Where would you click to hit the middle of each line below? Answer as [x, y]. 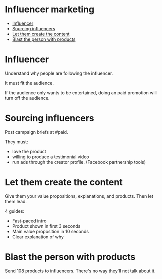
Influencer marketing [50, 9]
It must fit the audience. [29, 83]
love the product [29, 151]
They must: [17, 142]
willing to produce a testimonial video [51, 157]
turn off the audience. [27, 98]
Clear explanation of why [38, 237]
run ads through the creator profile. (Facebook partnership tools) [79, 162]
